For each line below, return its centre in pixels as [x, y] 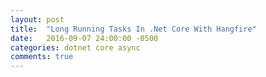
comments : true [42, 57]
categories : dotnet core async [75, 47]
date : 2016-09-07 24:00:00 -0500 [84, 38]
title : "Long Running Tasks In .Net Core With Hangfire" [133, 29]
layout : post [37, 19]
